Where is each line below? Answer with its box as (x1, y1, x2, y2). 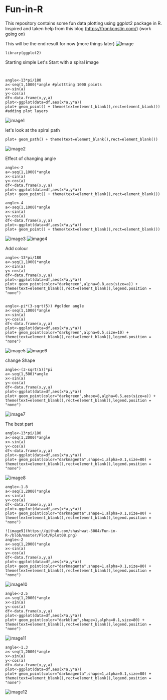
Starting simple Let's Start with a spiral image (5, 59, 99, 65)
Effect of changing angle (5, 155, 56, 162)
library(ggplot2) (5, 50, 42, 55)
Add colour (5, 245, 29, 251)
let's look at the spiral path (5, 127, 60, 133)
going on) (5, 31, 25, 37)
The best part (5, 421, 34, 427)
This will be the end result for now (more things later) (5, 40, 115, 46)
